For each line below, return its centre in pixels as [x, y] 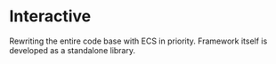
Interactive [50, 16]
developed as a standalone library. [73, 50]
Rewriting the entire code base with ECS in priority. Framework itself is [138, 41]
